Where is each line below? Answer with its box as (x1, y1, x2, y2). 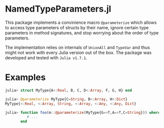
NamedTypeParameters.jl (5, 3, 111, 15)
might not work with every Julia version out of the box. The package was (5, 50, 152, 55)
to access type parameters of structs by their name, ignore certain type (5, 24, 149, 30)
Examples (5, 72, 46, 83)
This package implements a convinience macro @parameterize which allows (5, 19, 157, 25)
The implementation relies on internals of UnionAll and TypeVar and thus (5, 44, 150, 50)
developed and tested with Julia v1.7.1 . (5, 55, 87, 60)
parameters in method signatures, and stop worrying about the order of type (5, 30, 159, 36)
